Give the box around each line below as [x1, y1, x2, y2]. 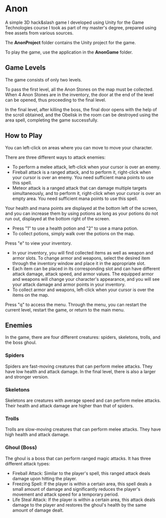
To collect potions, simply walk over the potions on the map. [12, 230, 135, 236]
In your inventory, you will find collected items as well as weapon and [12, 250, 154, 256]
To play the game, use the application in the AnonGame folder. [5, 49, 133, 55]
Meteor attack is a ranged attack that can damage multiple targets [12, 185, 147, 191]
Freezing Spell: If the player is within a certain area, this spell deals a [12, 481, 152, 487]
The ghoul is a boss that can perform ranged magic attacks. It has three [5, 455, 151, 461]
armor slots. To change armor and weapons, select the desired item [12, 255, 151, 261]
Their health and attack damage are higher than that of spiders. [5, 402, 134, 408]
